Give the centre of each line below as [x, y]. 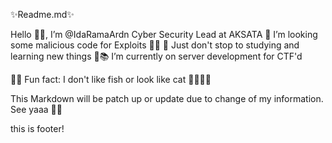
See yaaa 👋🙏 [36, 109]
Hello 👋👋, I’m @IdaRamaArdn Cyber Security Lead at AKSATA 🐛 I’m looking [164, 34]
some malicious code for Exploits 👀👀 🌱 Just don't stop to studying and [155, 45]
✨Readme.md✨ [42, 14]
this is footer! [37, 128]
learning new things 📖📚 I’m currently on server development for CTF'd [156, 56]
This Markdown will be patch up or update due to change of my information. [167, 98]
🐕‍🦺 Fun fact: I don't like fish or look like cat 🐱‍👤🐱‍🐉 [111, 79]
